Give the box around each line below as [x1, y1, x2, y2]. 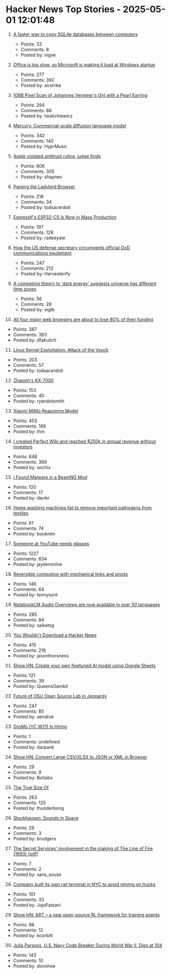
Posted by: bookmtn [13, 530, 55, 537]
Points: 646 [13, 453, 38, 459]
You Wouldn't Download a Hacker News [13, 632, 97, 638]
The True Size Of [13, 784, 49, 791]
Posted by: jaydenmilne [13, 561, 62, 567]
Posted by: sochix [13, 464, 51, 470]
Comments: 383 [13, 331, 47, 337]
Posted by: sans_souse [13, 871, 61, 877]
